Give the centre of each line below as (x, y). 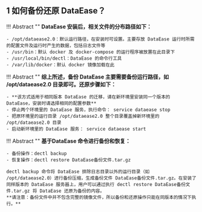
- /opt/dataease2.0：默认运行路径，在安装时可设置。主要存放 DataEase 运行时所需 (100, 39)
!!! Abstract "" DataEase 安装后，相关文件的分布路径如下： (79, 27)
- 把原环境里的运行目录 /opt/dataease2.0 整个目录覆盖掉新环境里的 (83, 116)
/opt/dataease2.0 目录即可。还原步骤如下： (61, 84)
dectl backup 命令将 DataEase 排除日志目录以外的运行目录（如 (78, 172)
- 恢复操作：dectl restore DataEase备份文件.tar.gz (69, 160)
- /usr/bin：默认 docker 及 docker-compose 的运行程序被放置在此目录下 (91, 52)
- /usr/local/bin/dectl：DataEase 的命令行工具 (64, 58)
